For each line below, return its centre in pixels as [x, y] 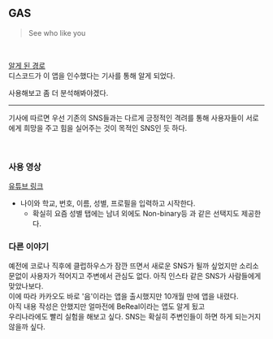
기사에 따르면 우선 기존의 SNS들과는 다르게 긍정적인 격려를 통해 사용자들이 [126, 118]
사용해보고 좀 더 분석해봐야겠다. [58, 93]
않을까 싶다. [27, 327]
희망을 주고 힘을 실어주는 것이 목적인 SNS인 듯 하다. [105, 128]
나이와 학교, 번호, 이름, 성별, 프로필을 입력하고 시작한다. [108, 203]
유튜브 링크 [26, 186]
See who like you [57, 33]
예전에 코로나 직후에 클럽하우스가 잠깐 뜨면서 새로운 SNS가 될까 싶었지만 [123, 266]
